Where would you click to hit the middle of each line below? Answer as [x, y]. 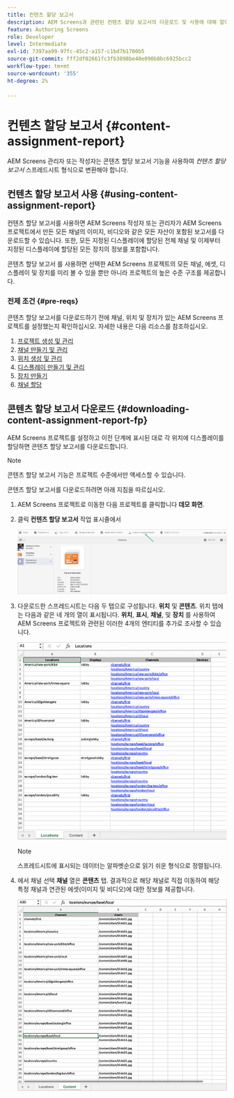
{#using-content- [139, 194]
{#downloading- [153, 409]
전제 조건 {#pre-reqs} [43, 301]
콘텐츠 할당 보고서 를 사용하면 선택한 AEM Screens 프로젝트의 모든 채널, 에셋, [112, 264]
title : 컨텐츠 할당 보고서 [40, 15]
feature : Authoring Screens [48, 29]
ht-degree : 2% [28, 81]
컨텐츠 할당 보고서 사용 [53, 194]
